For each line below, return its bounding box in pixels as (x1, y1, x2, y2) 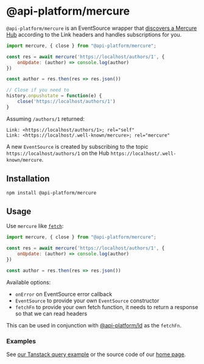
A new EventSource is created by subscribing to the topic (6, 143, 149, 150)
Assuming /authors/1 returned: (6, 115, 85, 123)
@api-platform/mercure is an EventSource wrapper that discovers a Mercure (6, 24, 197, 32)
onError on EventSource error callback (15, 290, 113, 298)
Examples (6, 337, 37, 345)
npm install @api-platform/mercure (6, 190, 97, 196)
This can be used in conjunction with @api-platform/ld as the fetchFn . (6, 321, 181, 329)
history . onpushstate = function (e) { (6, 93, 102, 99)
